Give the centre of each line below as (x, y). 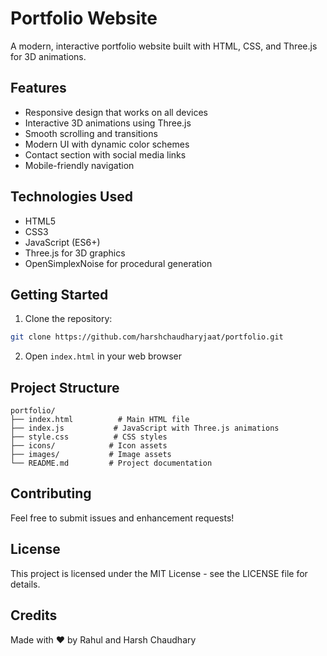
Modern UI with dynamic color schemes (107, 144)
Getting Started (59, 294)
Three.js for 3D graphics (75, 253)
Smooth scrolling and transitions (91, 133)
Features (38, 88)
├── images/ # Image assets (91, 455)
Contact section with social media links (105, 154)
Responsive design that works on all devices (116, 112)
